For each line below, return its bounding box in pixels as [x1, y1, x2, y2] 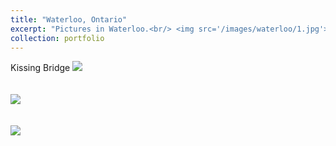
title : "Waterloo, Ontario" [10, 14, 128, 25]
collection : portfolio [10, 33, 105, 43]
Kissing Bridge [10, 62, 71, 74]
